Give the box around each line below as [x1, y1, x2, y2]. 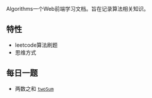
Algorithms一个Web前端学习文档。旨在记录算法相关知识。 [6, 5, 150, 12]
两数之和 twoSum [14, 85, 54, 92]
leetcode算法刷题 [14, 41, 58, 48]
